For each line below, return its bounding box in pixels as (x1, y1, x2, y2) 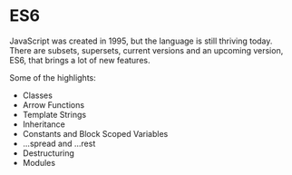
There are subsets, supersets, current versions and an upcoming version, (9, 44, 284, 55)
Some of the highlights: (9, 72, 97, 83)
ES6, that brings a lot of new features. (9, 54, 151, 65)
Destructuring (22, 147, 75, 159)
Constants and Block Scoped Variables (22, 128, 169, 139)
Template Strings (22, 109, 87, 120)
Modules (22, 157, 56, 168)
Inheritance (22, 119, 66, 130)
